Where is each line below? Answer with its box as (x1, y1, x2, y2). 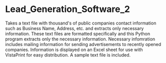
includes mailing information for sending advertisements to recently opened (5, 41, 161, 47)
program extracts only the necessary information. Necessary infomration (5, 36, 155, 42)
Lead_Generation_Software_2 (5, 3, 130, 15)
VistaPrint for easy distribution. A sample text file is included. (5, 51, 131, 58)
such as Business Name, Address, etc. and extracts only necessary (5, 25, 144, 31)
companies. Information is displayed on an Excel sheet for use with (5, 46, 143, 52)
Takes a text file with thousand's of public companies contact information (5, 20, 156, 26)
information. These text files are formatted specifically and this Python (5, 30, 150, 36)
